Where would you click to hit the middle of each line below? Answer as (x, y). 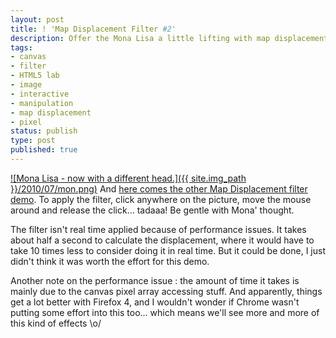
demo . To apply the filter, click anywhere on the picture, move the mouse (161, 199)
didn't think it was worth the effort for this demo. (110, 261)
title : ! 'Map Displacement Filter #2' (93, 29)
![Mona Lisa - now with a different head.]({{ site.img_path (128, 178)
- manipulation (42, 103)
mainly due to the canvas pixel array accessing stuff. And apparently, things (166, 291)
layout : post (37, 19)
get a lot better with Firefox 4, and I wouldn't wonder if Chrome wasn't (155, 302)
